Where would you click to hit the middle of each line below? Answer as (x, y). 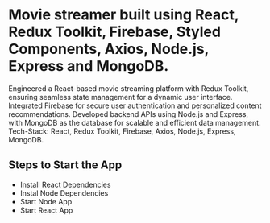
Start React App (46, 210)
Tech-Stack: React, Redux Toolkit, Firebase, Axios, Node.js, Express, (122, 131)
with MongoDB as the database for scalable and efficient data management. (135, 122)
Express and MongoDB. (89, 66)
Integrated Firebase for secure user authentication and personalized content (135, 105)
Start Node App (46, 201)
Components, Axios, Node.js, (109, 49)
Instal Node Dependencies (64, 193)
